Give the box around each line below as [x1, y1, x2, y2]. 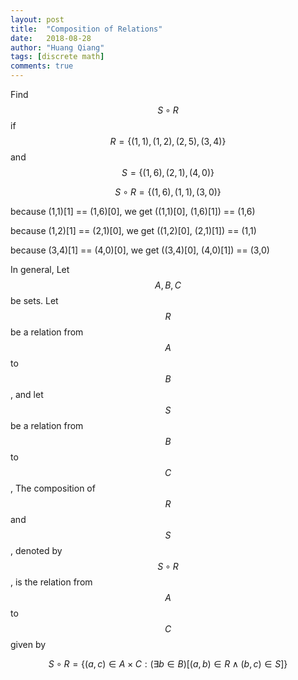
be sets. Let [10, 295, 59, 306]
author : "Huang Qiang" [10, 42, 105, 53]
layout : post [10, 14, 65, 25]
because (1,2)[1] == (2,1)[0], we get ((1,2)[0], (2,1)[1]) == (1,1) [10, 225, 257, 236]
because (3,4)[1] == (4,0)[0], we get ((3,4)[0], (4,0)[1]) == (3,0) [10, 244, 270, 256]
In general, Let [10, 264, 70, 275]
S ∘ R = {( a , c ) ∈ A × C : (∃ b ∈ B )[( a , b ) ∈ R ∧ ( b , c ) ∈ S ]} [48, 658, 288, 670]
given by [10, 639, 47, 650]
